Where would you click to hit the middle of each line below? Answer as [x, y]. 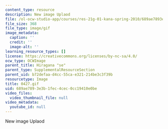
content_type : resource [30, 10]
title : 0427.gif [22, 84]
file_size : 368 [21, 24]
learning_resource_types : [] [35, 51]
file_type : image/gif [28, 28]
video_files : [19, 93]
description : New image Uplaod [38, 14]
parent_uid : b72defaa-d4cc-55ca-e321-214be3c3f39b [59, 75]
